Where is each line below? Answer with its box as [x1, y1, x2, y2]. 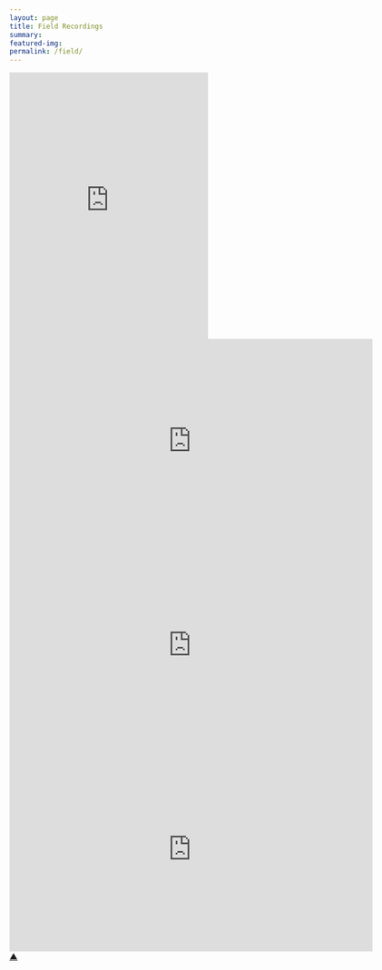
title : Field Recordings [9, 22, 103, 31]
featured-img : [9, 38, 64, 48]
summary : [9, 30, 43, 39]
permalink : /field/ [9, 47, 83, 56]
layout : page [9, 13, 59, 23]
